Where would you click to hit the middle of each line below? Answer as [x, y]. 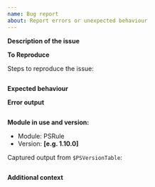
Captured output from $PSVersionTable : [65, 157]
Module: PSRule [41, 136]
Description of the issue [43, 41]
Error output [26, 102]
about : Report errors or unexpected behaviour [77, 21]
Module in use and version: [48, 122]
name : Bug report [33, 14]
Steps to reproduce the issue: [51, 68]
